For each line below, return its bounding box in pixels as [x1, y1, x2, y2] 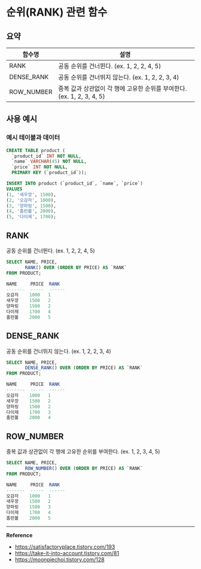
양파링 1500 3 [6, 504, 51, 510]
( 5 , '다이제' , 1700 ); [6, 214, 57, 220]
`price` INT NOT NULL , [11, 164, 68, 171]
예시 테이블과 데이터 [6, 133, 60, 142]
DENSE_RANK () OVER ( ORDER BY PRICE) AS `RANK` [25, 365, 144, 371]
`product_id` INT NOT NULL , [11, 153, 82, 159]
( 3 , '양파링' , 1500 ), [6, 203, 57, 209]
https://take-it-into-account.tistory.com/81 [14, 549, 120, 556]
